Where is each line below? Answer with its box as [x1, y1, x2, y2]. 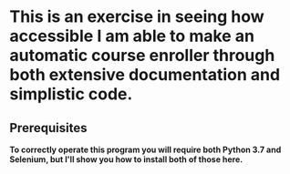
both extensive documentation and [9, 65, 281, 86]
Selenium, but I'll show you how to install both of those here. [9, 154, 243, 165]
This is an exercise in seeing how [9, 6, 264, 27]
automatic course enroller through [9, 46, 275, 66]
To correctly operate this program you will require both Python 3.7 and [9, 144, 282, 155]
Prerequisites [9, 120, 88, 136]
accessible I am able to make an [9, 26, 255, 46]
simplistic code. [9, 84, 133, 105]
